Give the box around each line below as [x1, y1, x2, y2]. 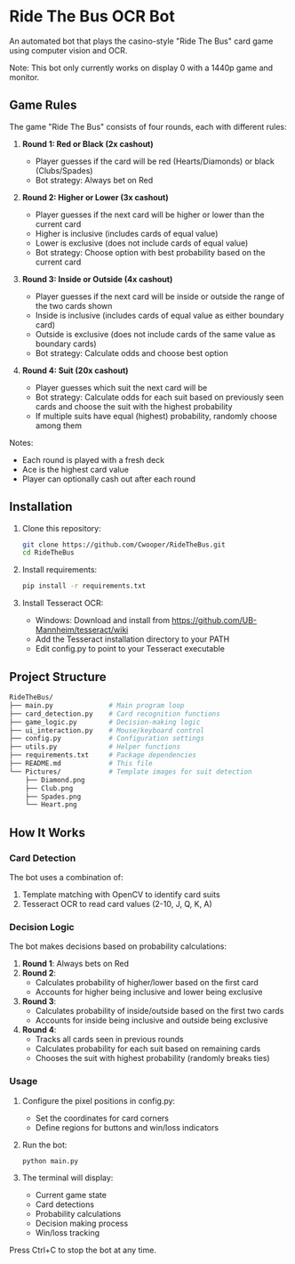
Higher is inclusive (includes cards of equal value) [35, 228, 219, 239]
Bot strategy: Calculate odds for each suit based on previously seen [35, 392, 284, 402]
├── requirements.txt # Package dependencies [9, 750, 197, 760]
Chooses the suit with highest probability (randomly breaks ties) [35, 1053, 270, 1064]
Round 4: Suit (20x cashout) [21, 365, 129, 376]
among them [35, 420, 83, 431]
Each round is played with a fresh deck [21, 454, 165, 465]
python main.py [21, 1156, 79, 1165]
